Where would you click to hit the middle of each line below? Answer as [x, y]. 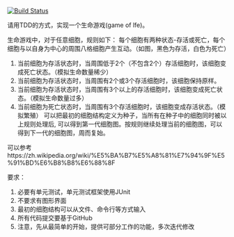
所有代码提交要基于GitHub [55, 218]
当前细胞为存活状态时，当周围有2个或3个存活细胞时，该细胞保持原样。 [119, 81]
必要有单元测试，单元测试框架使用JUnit [74, 192]
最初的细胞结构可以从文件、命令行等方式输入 [81, 209]
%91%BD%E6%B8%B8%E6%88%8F [61, 163]
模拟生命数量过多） [60, 98]
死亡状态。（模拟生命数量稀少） [68, 72]
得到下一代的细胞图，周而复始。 [63, 133]
